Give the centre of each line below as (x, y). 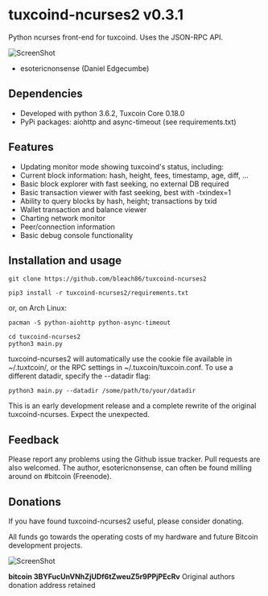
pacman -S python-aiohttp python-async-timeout (90, 323)
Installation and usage (65, 260)
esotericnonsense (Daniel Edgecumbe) (85, 68)
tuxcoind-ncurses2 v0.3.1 (96, 15)
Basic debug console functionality (76, 235)
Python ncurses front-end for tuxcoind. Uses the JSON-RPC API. (116, 37)
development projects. (45, 545)
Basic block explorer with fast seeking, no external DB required (124, 184)
